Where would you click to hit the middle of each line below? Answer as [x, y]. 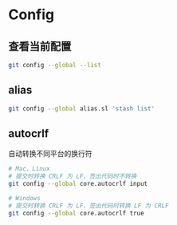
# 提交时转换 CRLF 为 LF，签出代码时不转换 [73, 177]
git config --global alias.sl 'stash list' [82, 108]
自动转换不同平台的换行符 [50, 154]
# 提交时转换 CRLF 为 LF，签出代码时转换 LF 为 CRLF [88, 206]
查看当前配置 [40, 46]
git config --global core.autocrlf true [77, 213]
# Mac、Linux [29, 169]
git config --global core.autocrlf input [78, 184]
